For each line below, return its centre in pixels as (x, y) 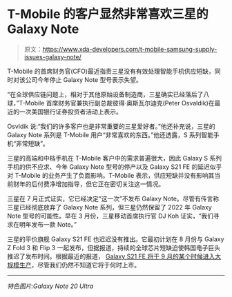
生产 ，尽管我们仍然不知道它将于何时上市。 (79, 265)
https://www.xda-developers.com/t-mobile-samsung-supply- (130, 49)
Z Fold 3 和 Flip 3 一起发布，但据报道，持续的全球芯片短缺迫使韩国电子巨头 (114, 247)
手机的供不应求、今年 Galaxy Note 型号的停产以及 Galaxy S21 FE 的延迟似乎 (115, 167)
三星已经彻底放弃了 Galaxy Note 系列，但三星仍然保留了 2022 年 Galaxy (109, 207)
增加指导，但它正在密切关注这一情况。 (109, 184)
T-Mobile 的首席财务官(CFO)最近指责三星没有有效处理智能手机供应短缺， (111, 71)
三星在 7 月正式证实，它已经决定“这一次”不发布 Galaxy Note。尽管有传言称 (113, 198)
